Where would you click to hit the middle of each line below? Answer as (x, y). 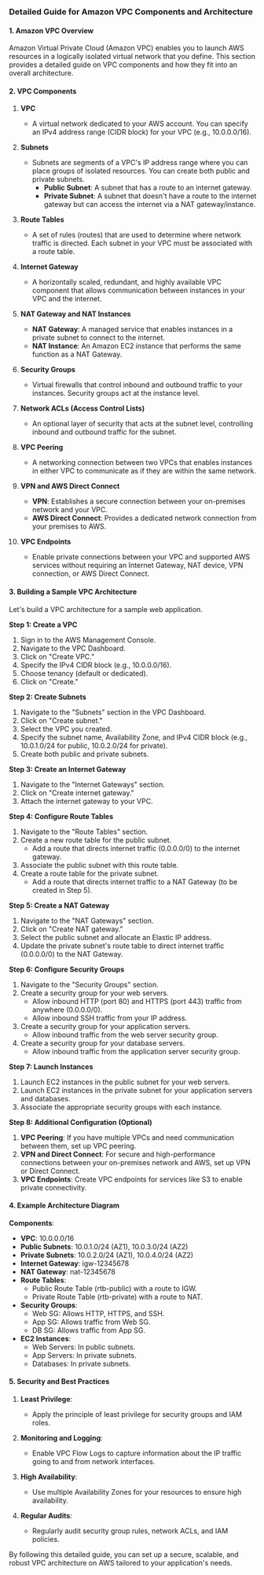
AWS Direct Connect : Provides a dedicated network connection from (144, 518)
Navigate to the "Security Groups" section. (90, 984)
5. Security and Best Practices (59, 1381)
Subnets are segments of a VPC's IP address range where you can (140, 163)
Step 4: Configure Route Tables (61, 816)
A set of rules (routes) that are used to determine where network (137, 235)
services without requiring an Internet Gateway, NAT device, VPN (137, 566)
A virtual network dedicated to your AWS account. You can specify (140, 124)
